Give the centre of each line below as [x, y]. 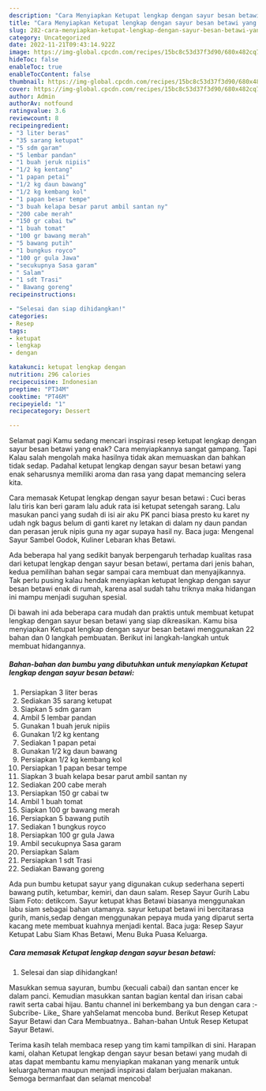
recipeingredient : [39, 126]
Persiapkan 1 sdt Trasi [56, 860]
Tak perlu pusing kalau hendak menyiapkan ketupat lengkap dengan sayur [130, 581]
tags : [18, 331]
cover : [20, 89]
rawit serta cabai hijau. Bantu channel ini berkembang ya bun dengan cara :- [133, 1005]
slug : [18, 30]
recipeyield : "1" [37, 404]
